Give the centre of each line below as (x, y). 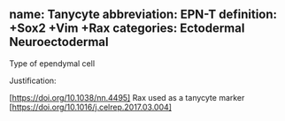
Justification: (33, 80)
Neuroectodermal (59, 42)
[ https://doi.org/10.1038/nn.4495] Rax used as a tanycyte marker (127, 97)
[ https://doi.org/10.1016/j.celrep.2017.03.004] (91, 107)
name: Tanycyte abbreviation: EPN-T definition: (143, 15)
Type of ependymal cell (52, 63)
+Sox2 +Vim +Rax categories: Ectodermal (127, 29)
